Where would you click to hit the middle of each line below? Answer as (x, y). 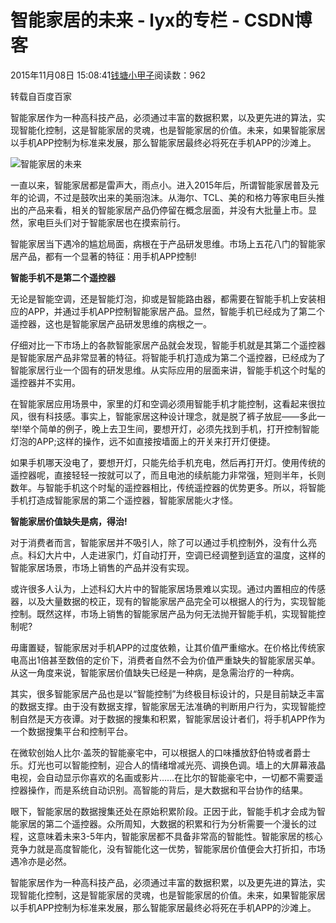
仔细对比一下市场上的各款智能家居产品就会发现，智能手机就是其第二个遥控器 (168, 345)
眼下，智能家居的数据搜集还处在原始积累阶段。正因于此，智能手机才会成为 (163, 811)
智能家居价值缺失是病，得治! (69, 521)
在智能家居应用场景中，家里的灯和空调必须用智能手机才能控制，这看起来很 (163, 403)
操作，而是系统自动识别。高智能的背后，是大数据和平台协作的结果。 (167, 790)
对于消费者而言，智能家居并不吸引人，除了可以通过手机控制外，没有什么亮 (163, 542)
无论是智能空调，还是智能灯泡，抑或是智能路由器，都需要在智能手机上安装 (163, 298)
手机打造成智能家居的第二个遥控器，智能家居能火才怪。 (124, 500)
